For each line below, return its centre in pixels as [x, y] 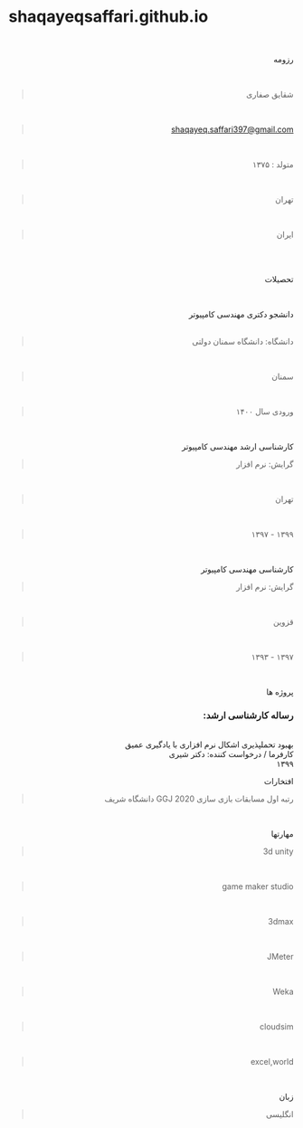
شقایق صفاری [270, 94]
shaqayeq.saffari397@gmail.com [232, 129]
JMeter [280, 957]
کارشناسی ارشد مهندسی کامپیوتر [237, 446]
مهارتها [282, 834]
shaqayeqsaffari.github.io [109, 17]
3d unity [278, 851]
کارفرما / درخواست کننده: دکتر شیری [231, 754]
